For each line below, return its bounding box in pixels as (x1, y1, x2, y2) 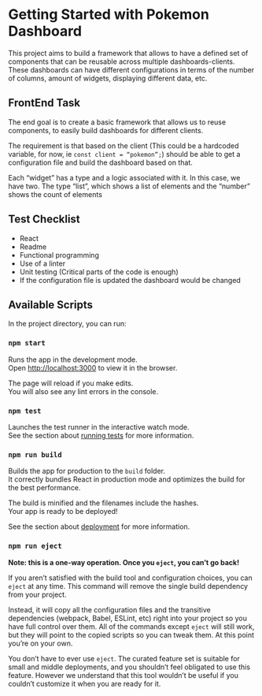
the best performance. (8, 483, 81, 493)
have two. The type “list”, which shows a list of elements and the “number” (8, 181, 250, 191)
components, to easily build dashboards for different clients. (8, 125, 204, 135)
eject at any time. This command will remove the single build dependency (8, 581, 249, 590)
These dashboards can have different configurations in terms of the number (8, 65, 255, 74)
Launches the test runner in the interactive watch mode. (8, 422, 190, 431)
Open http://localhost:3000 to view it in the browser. (8, 363, 178, 372)
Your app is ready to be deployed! (8, 507, 118, 516)
